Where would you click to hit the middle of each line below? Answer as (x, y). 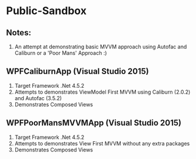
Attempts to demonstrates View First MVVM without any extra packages (102, 143)
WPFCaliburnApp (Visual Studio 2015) (77, 72)
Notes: (19, 33)
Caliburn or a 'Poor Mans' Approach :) (61, 53)
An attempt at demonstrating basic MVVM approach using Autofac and (101, 47)
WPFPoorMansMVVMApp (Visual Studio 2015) (94, 123)
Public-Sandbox (46, 11)
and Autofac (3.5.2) (38, 98)
